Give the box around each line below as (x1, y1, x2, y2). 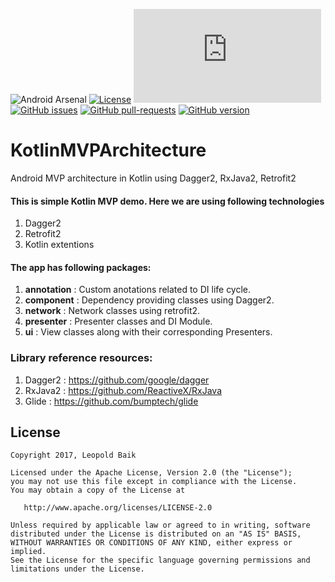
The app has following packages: (10, 261, 152, 273)
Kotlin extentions (24, 239, 95, 251)
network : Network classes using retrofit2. (24, 305, 201, 317)
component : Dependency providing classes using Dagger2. (24, 294, 275, 306)
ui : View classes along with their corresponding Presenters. (24, 326, 273, 338)
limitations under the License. (10, 564, 145, 574)
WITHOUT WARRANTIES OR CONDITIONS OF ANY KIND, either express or (10, 538, 293, 548)
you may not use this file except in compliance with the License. (10, 477, 298, 487)
